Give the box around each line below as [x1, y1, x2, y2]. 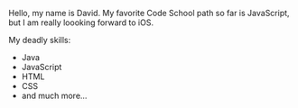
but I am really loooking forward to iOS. [8, 17, 154, 28]
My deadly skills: [8, 35, 71, 45]
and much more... [21, 90, 88, 101]
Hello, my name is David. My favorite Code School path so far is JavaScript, [8, 8, 290, 18]
